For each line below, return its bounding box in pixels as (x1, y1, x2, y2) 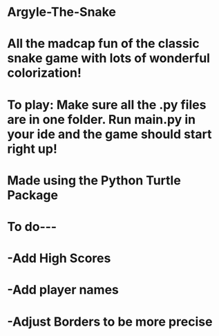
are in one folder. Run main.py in (7, 111, 196, 127)
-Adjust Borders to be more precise (7, 314, 213, 329)
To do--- (7, 218, 57, 234)
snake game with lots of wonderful (7, 50, 211, 66)
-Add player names (7, 282, 120, 298)
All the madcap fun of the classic (7, 36, 200, 52)
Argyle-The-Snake (7, 4, 116, 20)
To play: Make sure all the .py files (7, 97, 207, 113)
